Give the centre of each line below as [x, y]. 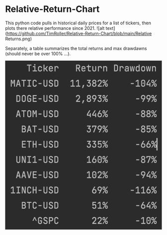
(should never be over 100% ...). [38, 54]
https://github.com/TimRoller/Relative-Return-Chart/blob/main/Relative [79, 33]
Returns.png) [19, 39]
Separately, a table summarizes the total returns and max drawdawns [76, 48]
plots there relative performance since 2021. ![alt [55, 28]
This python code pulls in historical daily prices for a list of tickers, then [78, 23]
